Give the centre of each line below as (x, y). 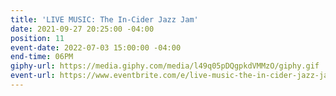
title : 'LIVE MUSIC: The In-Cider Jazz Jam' (104, 19)
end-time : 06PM (42, 57)
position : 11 (37, 38)
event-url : (33, 76)
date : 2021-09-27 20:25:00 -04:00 (82, 29)
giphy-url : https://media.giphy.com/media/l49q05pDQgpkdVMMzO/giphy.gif (165, 66)
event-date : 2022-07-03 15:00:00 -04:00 (96, 47)
